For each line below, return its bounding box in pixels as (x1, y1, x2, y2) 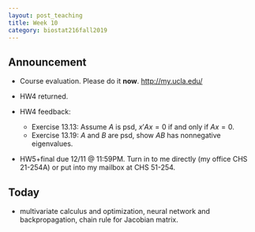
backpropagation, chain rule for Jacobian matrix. (19, 215, 179, 224)
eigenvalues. (31, 139, 73, 148)
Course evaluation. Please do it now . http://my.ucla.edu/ (19, 77, 203, 86)
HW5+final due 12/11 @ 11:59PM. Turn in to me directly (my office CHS (19, 155, 248, 164)
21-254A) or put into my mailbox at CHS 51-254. (19, 163, 176, 172)
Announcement (8, 55, 87, 69)
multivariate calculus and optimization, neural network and (19, 207, 211, 215)
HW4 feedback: (19, 107, 71, 117)
